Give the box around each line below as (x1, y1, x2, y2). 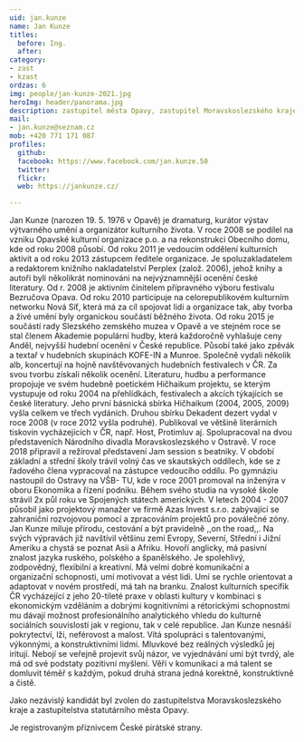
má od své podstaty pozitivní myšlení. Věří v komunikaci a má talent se (9, 659, 273, 669)
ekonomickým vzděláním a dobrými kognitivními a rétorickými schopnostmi (9, 600, 290, 611)
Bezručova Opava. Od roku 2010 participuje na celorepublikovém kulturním (9, 292, 290, 303)
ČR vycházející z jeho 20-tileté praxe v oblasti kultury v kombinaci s (9, 591, 262, 601)
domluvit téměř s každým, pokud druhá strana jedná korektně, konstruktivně (9, 668, 294, 679)
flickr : (17, 173, 47, 182)
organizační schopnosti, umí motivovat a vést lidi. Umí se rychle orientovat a (9, 571, 293, 582)
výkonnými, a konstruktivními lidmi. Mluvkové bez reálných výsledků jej (9, 639, 275, 649)
